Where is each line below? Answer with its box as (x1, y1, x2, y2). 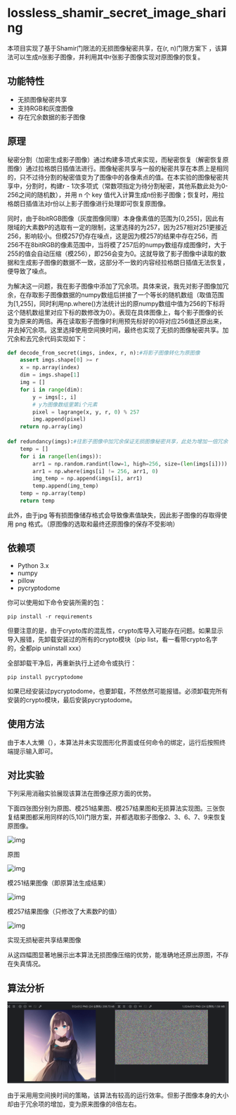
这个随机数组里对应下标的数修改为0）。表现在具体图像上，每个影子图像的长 (7, 308, 223, 317)
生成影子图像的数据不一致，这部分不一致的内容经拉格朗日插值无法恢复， (19, 258, 229, 266)
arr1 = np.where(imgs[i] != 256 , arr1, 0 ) (32, 468, 159, 475)
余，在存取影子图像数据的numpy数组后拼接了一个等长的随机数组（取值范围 (7, 290, 224, 299)
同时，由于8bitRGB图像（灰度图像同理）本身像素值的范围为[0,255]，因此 (7, 214, 218, 223)
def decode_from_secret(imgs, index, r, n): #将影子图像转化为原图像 (7, 349, 200, 356)
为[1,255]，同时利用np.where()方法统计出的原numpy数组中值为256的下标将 (7, 299, 225, 308)
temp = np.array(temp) (20, 490, 86, 497)
